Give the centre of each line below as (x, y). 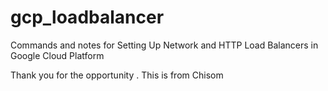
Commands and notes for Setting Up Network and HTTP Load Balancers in (164, 45)
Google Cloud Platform (57, 55)
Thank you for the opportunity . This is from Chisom (117, 75)
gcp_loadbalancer (87, 17)
